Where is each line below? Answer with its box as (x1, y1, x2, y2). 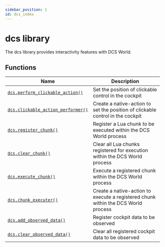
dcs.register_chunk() (7, 127, 58, 133)
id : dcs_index (5, 12, 34, 17)
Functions (5, 63, 37, 72)
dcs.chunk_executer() (7, 197, 58, 203)
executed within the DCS (92, 127, 150, 134)
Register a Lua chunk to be (92, 121, 155, 128)
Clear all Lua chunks (92, 141, 140, 148)
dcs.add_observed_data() (7, 218, 66, 223)
